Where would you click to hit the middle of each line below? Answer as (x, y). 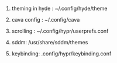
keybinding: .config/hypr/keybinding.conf (61, 54)
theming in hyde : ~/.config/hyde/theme (59, 8)
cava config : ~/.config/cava (46, 20)
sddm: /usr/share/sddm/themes (50, 42)
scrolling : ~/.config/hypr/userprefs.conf (60, 31)
